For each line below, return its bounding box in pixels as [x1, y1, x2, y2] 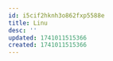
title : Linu [8, 19, 48, 27]
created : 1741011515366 [8, 41, 88, 49]
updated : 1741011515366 [8, 33, 88, 42]
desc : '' [8, 26, 37, 34]
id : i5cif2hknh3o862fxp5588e [8, 11, 105, 20]
